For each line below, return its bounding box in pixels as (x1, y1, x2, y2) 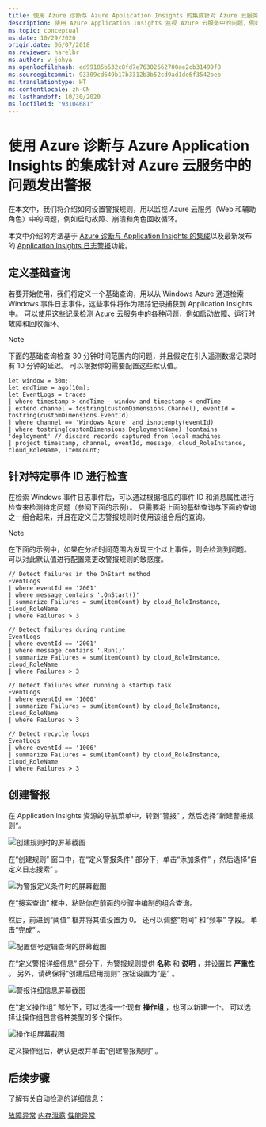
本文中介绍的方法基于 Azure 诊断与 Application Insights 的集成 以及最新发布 (8, 231, 253, 240)
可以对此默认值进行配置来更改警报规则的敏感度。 (8, 554, 168, 563)
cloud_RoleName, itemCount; (8, 446, 101, 454)
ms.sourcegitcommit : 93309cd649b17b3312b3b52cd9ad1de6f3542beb (8, 71, 222, 79)
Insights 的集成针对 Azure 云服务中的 (8, 156, 252, 175)
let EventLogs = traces (8, 390, 87, 398)
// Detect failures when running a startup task (8, 681, 172, 689)
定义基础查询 (8, 267, 71, 280)
